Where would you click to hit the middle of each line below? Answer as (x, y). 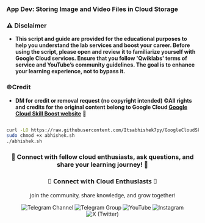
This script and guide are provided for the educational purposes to (101, 39)
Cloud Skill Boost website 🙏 (51, 113)
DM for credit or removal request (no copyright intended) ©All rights (103, 100)
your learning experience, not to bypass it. (70, 71)
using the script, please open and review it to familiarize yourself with (105, 52)
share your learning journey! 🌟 (103, 165)
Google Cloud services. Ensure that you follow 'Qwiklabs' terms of (101, 58)
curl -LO (17, 130)
